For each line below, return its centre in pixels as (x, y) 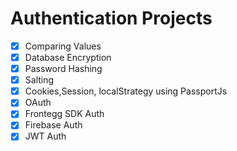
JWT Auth (45, 136)
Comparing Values (63, 46)
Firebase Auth (53, 125)
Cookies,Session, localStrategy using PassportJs (126, 91)
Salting (39, 80)
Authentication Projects (111, 18)
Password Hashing (63, 69)
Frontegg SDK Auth (64, 114)
